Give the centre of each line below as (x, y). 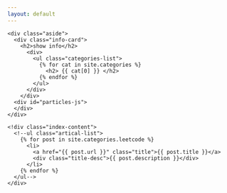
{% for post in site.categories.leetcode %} (87, 140)
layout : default (31, 14)
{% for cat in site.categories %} (90, 65)
